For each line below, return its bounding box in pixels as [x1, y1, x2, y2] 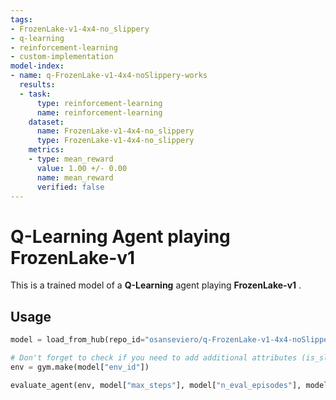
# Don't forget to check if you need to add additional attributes [10, 353, 298, 363]
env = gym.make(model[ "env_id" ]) [10, 362, 150, 372]
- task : [19, 89, 52, 99]
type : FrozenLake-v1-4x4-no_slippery [36, 136, 195, 146]
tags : [10, 14, 33, 25]
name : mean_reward [36, 172, 114, 183]
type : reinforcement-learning [36, 98, 163, 108]
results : [19, 80, 56, 90]
